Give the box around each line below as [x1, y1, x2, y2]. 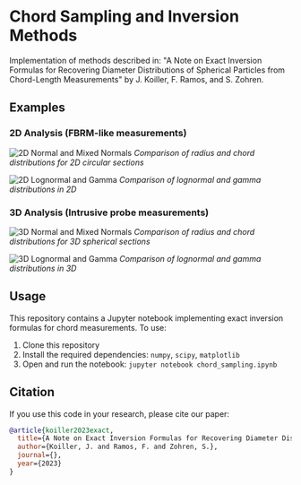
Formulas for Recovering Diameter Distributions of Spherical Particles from [9, 65, 285, 75]
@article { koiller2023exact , [9, 426, 115, 435]
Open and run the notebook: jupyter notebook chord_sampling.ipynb [21, 359, 278, 369]
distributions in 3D [9, 263, 77, 273]
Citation [9, 385, 56, 400]
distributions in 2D [9, 184, 77, 195]
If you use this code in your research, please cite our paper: [9, 408, 230, 419]
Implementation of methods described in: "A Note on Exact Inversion [9, 55, 262, 65]
